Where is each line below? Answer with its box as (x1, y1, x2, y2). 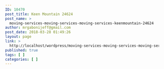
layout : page (5, 34, 32, 39)
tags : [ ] (5, 52, 25, 57)
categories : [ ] (5, 57, 38, 62)
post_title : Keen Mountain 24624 (5, 12, 73, 17)
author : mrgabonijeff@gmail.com (5, 25, 71, 30)
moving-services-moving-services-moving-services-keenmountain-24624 (9, 20, 154, 26)
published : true (5, 48, 38, 52)
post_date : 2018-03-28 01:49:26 (5, 30, 71, 34)
